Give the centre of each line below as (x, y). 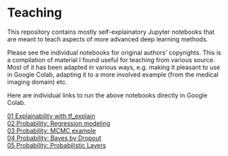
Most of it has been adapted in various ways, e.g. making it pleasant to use (114, 67)
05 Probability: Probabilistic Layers (57, 145)
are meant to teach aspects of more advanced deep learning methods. (108, 39)
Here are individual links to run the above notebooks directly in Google (107, 95)
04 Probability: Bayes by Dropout (54, 138)
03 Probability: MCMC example (52, 130)
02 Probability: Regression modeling (59, 123)
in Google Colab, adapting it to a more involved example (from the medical (113, 75)
